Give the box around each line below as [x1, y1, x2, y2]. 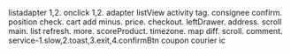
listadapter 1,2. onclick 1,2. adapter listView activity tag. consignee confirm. [8, 8, 283, 17]
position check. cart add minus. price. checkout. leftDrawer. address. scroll [8, 17, 282, 27]
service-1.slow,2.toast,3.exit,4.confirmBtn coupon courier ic [8, 35, 226, 45]
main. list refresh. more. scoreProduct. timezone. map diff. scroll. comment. [8, 26, 283, 36]
